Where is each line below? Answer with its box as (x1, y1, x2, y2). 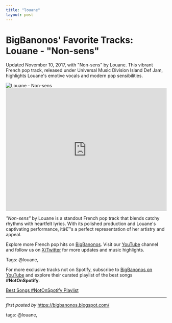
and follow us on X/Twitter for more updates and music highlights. (6, 247, 144, 253)
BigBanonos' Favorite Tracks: (6, 34, 134, 46)
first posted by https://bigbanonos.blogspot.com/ (6, 302, 110, 308)
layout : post (6, 12, 34, 17)
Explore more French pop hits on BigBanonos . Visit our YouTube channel (6, 241, 159, 247)
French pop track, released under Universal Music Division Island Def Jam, (6, 67, 163, 73)
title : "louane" (6, 7, 40, 13)
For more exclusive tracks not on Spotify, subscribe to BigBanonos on (6, 266, 153, 273)
